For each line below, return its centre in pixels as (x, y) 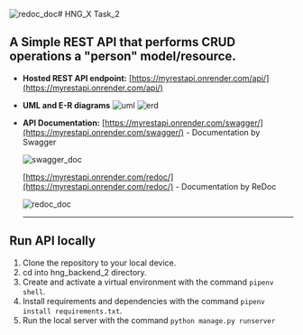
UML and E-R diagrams (66, 105)
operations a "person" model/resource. (123, 56)
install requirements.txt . (72, 311)
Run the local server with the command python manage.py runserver (149, 320)
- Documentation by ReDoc (226, 186)
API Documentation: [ (64, 123)
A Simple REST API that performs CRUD (123, 42)
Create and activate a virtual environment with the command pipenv (148, 282)
